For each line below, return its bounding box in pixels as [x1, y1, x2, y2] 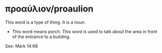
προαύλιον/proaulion [5, 3, 94, 14]
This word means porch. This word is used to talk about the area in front [12, 28, 158, 34]
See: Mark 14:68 [5, 43, 38, 49]
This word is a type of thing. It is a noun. [5, 19, 86, 25]
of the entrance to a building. [12, 34, 71, 40]
